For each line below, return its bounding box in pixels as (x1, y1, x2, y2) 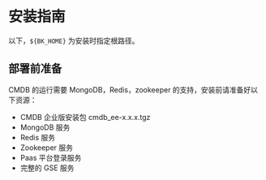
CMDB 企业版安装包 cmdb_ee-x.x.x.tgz (19, 112, 151, 122)
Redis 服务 (19, 132, 56, 142)
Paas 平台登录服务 (19, 152, 82, 162)
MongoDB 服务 (19, 122, 71, 132)
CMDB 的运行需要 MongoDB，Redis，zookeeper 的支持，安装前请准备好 (8, 84, 251, 94)
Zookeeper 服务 (19, 143, 74, 152)
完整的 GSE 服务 (19, 163, 75, 173)
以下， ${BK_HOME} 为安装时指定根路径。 (8, 36, 139, 45)
